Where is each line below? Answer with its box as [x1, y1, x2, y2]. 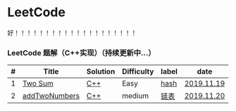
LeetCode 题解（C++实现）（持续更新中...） [7, 47, 156, 57]
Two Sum [22, 78, 54, 88]
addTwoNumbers [22, 91, 80, 101]
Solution [86, 66, 116, 76]
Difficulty [122, 66, 154, 76]
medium [122, 91, 149, 101]
